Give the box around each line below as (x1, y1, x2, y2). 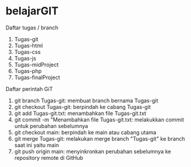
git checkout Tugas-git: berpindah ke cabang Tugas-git (14, 103, 151, 110)
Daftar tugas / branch (5, 24, 59, 31)
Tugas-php (14, 67, 42, 74)
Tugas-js (14, 54, 37, 62)
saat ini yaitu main (14, 141, 59, 148)
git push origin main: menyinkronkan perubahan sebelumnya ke (14, 148, 171, 155)
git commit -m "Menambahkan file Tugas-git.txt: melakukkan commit (14, 116, 184, 123)
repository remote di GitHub (14, 154, 83, 161)
